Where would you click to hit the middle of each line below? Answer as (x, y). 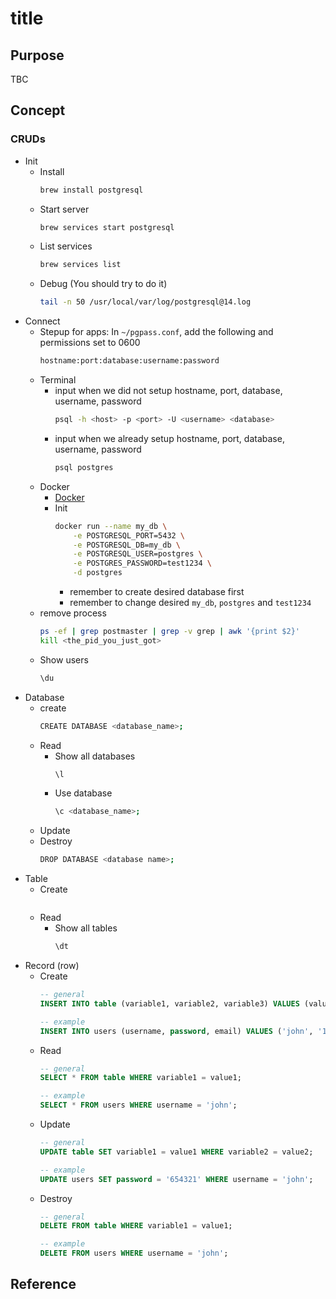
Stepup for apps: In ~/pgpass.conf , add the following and (156, 332)
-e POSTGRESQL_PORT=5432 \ (129, 535)
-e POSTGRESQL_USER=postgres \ (138, 554)
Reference (43, 1284)
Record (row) (52, 966)
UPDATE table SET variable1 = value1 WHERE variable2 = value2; (176, 1152)
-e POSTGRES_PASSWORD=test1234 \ (142, 563)
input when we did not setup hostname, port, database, (168, 391)
